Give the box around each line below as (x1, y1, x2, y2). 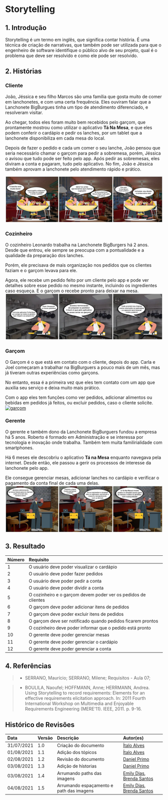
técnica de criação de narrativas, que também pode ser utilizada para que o (5, 42, 161, 48)
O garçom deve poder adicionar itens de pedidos (28, 604, 129, 610)
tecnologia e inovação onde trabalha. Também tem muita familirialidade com (5, 439, 162, 445)
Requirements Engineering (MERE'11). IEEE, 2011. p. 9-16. (24, 706, 142, 712)
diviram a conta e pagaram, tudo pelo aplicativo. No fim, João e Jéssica (5, 161, 153, 167)
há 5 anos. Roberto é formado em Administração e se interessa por (5, 434, 143, 440)
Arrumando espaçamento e (56, 782, 113, 788)
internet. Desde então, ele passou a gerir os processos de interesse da (5, 459, 151, 466)
